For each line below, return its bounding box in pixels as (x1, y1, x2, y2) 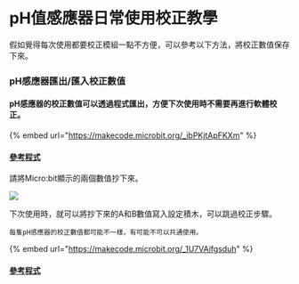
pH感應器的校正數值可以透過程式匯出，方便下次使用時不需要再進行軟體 (9, 99, 270, 110)
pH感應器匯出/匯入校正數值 (9, 75, 126, 87)
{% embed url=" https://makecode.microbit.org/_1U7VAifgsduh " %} (9, 244, 254, 255)
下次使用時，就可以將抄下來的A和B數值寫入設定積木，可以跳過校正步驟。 (9, 208, 278, 219)
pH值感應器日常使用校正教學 (9, 8, 218, 28)
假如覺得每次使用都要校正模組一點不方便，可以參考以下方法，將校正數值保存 (9, 39, 290, 50)
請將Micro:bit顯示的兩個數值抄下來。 (9, 173, 144, 183)
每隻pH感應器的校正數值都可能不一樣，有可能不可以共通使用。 (9, 228, 203, 237)
